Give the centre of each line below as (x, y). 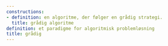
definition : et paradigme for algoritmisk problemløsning (80, 28)
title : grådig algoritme (43, 23)
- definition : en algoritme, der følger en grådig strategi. (85, 17)
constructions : (25, 12)
